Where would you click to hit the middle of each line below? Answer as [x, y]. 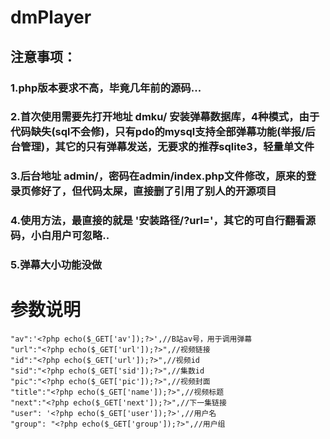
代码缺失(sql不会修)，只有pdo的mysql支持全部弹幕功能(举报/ [158, 132]
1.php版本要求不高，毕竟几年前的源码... [106, 88]
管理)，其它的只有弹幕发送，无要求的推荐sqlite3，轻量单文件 [167, 147]
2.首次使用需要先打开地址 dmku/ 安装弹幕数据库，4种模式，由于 [165, 117]
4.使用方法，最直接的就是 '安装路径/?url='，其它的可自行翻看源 [163, 221]
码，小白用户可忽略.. [60, 236]
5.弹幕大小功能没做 [56, 265]
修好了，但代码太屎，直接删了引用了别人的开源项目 [153, 191]
